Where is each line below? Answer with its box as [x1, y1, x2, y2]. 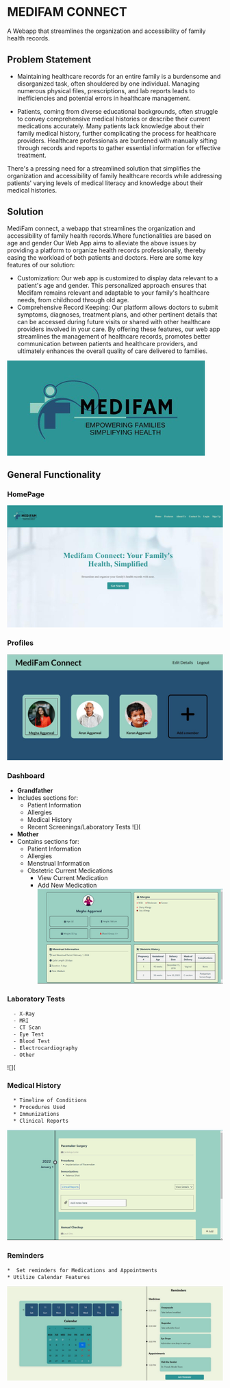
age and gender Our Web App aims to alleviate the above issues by [7, 239, 196, 247]
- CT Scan [13, 1024, 41, 1032]
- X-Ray [13, 1010, 36, 1018]
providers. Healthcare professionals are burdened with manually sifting [16, 136, 218, 145]
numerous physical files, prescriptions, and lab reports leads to [16, 86, 195, 95]
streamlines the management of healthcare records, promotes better [16, 332, 211, 340]
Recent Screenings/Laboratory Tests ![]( [27, 823, 141, 831]
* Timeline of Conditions [13, 1097, 88, 1104]
